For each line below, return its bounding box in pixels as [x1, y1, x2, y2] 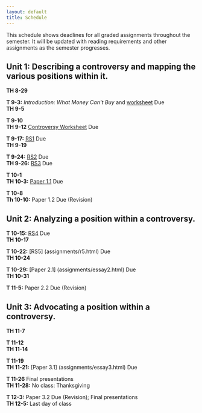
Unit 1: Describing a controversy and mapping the [6, 61, 196, 71]
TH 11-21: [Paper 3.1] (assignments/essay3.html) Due [6, 363, 137, 371]
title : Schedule [6, 15, 47, 21]
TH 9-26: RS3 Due [6, 160, 53, 167]
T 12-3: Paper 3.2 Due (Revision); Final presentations [6, 393, 138, 400]
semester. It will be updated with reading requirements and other [6, 38, 167, 45]
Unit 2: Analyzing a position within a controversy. [6, 213, 196, 224]
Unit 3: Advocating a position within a [6, 302, 150, 312]
